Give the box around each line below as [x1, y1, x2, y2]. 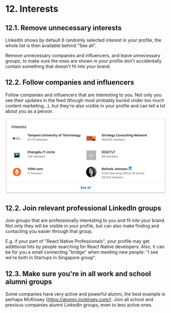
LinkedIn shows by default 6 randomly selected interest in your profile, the [5, 37, 162, 43]
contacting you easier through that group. [5, 228, 93, 235]
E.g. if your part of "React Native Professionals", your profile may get [5, 238, 150, 244]
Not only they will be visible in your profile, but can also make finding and [5, 223, 159, 229]
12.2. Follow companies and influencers [5, 78, 134, 87]
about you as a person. [5, 108, 54, 114]
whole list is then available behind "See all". [5, 43, 97, 49]
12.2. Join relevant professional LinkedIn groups [5, 203, 162, 213]
